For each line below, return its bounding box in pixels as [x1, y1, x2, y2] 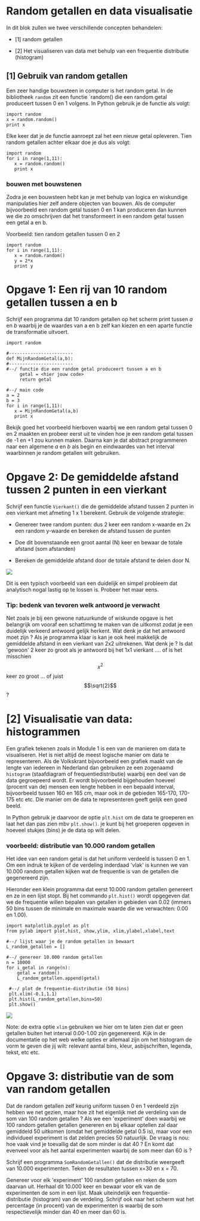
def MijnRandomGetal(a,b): [6, 355, 73, 361]
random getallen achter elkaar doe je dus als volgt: [6, 138, 131, 146]
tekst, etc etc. [6, 1049, 40, 1056]
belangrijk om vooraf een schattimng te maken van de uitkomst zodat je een [6, 621, 193, 628]
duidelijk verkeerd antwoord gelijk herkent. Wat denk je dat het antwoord [6, 628, 185, 635]
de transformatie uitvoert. [6, 328, 69, 335]
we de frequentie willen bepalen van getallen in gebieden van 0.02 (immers [6, 899, 192, 906]
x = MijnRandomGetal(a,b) [14, 408, 79, 414]
